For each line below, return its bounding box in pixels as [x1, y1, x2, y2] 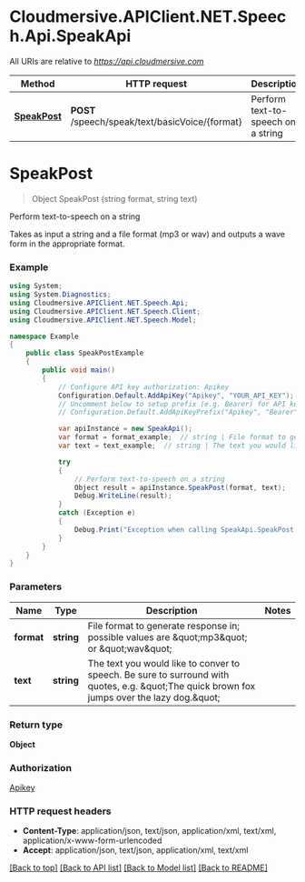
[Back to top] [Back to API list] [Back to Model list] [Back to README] [9, 862, 268, 874]
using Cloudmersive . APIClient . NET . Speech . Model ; [9, 316, 197, 325]
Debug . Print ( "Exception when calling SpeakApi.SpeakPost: [74, 525, 299, 534]
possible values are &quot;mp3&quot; [87, 630, 248, 643]
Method [20, 77, 55, 90]
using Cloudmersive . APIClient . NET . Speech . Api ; [9, 298, 189, 307]
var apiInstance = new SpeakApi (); [57, 425, 193, 434]
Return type [9, 718, 64, 731]
